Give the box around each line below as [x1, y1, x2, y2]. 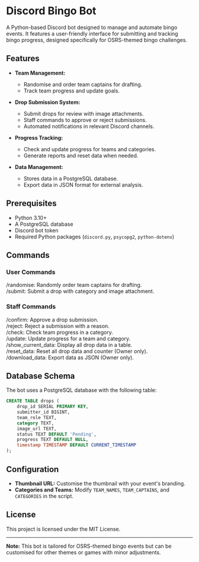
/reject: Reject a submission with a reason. [6, 322, 110, 330]
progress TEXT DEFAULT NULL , [17, 437, 89, 443]
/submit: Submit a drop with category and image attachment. [6, 288, 155, 295]
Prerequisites [6, 199, 57, 209]
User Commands [6, 268, 56, 276]
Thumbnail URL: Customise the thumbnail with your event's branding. [14, 480, 185, 487]
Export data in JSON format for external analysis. [23, 181, 143, 188]
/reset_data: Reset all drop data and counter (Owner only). [6, 347, 148, 355]
